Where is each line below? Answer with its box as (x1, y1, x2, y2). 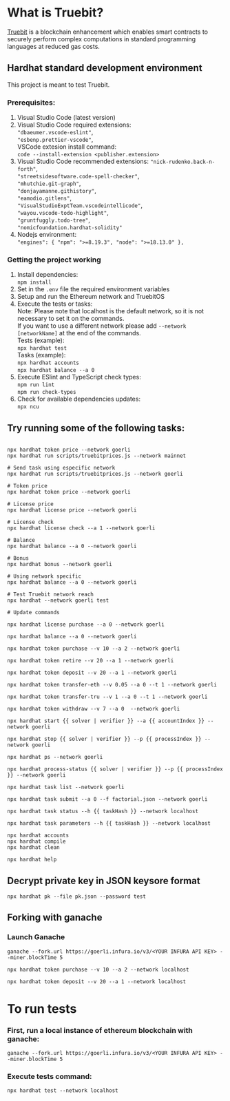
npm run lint (17, 381, 55, 388)
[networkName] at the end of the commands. (17, 329, 141, 337)
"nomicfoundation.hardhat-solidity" (17, 224, 123, 231)
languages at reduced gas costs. (7, 42, 100, 50)
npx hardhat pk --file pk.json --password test (7, 893, 147, 900)
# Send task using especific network (7, 465, 116, 472)
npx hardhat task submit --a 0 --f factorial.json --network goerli (7, 796, 208, 803)
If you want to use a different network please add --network (17, 322, 187, 330)
